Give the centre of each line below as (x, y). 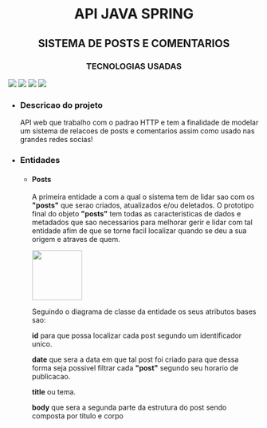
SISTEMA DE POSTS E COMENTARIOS (134, 44)
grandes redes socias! (56, 140)
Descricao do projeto (61, 105)
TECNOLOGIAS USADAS (134, 66)
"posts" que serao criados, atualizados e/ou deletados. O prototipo (143, 205)
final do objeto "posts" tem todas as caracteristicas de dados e (136, 214)
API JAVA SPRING (134, 14)
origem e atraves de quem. (76, 240)
